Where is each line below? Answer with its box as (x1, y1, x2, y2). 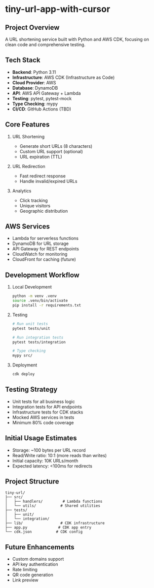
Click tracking (19, 197, 48, 203)
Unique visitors (19, 202, 51, 209)
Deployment (12, 362, 38, 368)
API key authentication (12, 561, 58, 567)
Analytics (12, 187, 32, 194)
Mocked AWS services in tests (12, 414, 75, 420)
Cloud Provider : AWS (12, 79, 56, 85)
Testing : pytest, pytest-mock (12, 95, 72, 101)
